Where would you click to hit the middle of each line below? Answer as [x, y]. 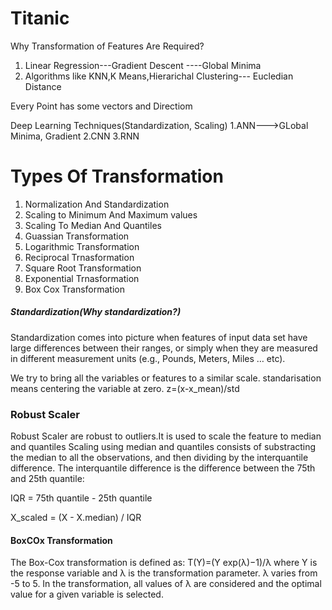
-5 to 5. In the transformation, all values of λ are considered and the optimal [166, 584]
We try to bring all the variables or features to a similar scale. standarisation [166, 378]
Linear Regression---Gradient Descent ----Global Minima [143, 65]
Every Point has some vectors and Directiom [101, 106]
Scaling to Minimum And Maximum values [111, 214]
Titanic [40, 18]
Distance [43, 86]
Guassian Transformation [77, 236]
